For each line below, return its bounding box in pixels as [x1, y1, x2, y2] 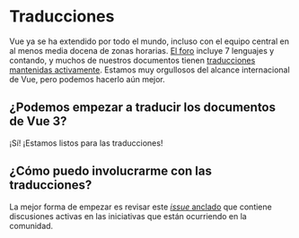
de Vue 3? [9, 114, 67, 129]
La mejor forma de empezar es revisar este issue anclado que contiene [9, 201, 272, 212]
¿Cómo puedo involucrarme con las [9, 164, 213, 179]
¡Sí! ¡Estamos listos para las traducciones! [9, 137, 163, 149]
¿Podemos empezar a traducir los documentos [9, 100, 277, 115]
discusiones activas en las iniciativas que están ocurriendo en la [9, 210, 247, 221]
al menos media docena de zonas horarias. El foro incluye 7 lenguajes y [9, 45, 275, 55]
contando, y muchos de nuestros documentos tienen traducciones [9, 55, 256, 65]
